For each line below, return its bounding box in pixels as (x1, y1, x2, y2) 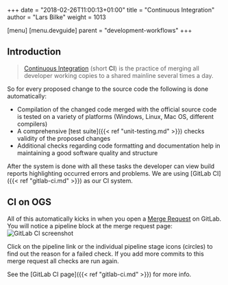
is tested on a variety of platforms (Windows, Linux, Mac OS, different (16, 112, 214, 120)
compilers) (16, 120, 48, 128)
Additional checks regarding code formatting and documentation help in (16, 141, 220, 150)
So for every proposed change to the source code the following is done (7, 85, 209, 93)
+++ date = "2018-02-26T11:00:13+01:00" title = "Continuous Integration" (7, 6, 215, 14)
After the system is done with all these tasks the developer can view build (7, 162, 215, 170)
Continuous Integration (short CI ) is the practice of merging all (23, 64, 200, 72)
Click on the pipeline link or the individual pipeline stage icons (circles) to (7, 242, 214, 250)
